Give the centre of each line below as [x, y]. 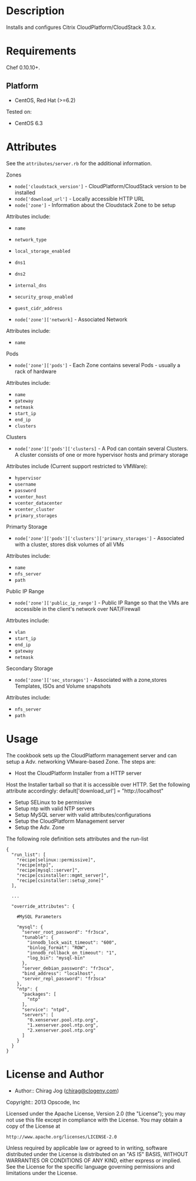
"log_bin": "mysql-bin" [56, 958]
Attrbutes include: [28, 620]
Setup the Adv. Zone [39, 827]
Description [35, 11]
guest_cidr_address [39, 308]
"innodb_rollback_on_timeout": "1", [72, 953]
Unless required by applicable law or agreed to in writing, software [87, 1148]
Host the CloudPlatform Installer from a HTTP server [78, 773]
